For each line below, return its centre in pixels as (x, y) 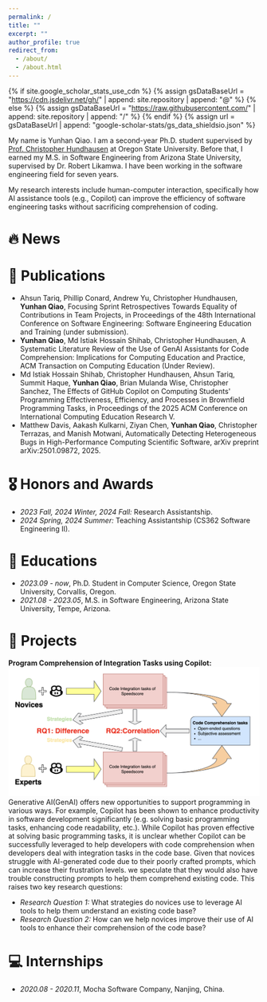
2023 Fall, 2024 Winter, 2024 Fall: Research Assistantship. (116, 511)
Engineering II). (45, 529)
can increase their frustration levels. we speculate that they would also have (133, 870)
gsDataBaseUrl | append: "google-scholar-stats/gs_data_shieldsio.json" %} (132, 124)
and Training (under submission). (74, 332)
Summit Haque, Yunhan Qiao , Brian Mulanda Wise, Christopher (124, 383)
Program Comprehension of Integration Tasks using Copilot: (110, 663)
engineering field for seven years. (64, 174)
